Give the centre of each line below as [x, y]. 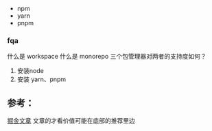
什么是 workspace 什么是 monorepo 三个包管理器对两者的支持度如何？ [107, 57]
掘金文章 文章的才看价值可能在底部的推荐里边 [71, 121]
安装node [31, 71]
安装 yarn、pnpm [42, 79]
